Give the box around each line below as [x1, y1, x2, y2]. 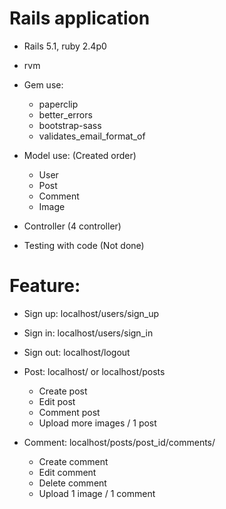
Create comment [38, 455, 109, 467]
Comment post [38, 406, 101, 418]
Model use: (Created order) [23, 149, 137, 161]
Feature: [9, 275, 81, 297]
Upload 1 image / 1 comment [38, 487, 156, 499]
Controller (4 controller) [23, 220, 122, 232]
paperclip [38, 98, 79, 110]
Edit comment [38, 466, 97, 478]
